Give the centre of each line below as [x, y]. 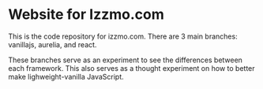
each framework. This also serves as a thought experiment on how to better [131, 68]
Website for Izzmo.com [86, 15]
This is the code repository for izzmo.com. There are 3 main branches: [123, 36]
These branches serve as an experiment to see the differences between [126, 60]
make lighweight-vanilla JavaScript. [66, 76]
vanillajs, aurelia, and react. [53, 44]
